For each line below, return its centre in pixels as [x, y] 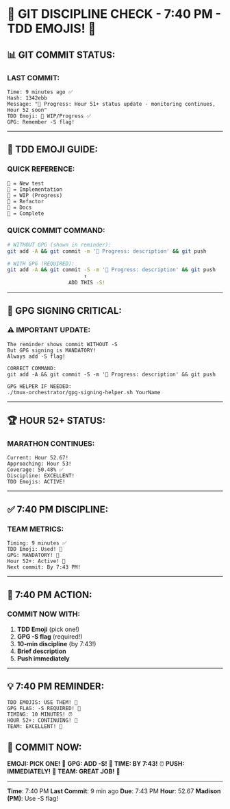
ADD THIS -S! [87, 283]
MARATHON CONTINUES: [51, 444]
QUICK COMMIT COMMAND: [56, 231]
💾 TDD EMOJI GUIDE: [52, 149]
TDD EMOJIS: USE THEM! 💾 [42, 702]
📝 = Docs [20, 207]
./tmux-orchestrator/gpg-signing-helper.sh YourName [84, 392]
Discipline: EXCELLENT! [41, 476]
